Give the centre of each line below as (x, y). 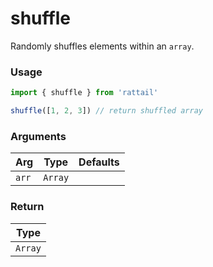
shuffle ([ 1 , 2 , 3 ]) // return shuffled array (106, 111)
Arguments (38, 136)
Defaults (99, 162)
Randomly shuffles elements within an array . (102, 46)
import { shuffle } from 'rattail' (84, 93)
